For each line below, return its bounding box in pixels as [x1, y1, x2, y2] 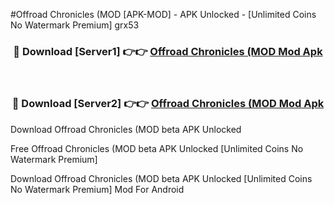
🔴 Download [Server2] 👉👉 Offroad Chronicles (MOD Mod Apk [11, 97, 325, 111]
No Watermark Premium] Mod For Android [10, 183, 185, 195]
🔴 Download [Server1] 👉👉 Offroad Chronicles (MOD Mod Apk [13, 44, 323, 58]
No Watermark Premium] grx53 [10, 19, 140, 31]
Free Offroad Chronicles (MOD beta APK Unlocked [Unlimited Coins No [10, 142, 304, 154]
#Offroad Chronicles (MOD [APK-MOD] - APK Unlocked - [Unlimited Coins [10, 9, 317, 20]
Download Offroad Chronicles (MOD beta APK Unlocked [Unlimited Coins [10, 172, 313, 184]
